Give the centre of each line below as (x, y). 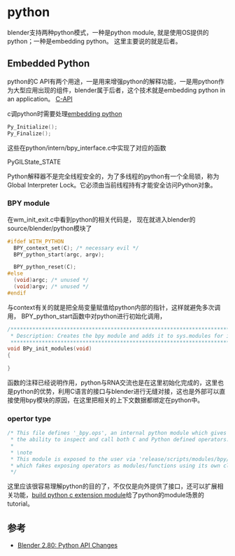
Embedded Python (49, 64)
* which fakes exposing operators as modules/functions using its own (115, 466)
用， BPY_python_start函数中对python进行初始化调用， (87, 316)
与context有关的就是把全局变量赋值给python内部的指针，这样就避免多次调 (114, 307)
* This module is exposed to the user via (73, 459)
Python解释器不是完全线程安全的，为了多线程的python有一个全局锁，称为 (113, 176)
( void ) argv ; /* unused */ (51, 287)
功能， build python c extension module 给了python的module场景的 (108, 495)
